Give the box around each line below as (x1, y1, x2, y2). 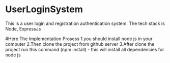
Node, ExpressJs (5, 25, 41, 31)
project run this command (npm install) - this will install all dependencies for (5, 46, 164, 52)
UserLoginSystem (5, 4, 83, 15)
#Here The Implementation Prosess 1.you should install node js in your (5, 36, 153, 42)
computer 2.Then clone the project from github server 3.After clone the (5, 41, 155, 47)
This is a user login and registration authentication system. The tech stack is (5, 20, 165, 26)
